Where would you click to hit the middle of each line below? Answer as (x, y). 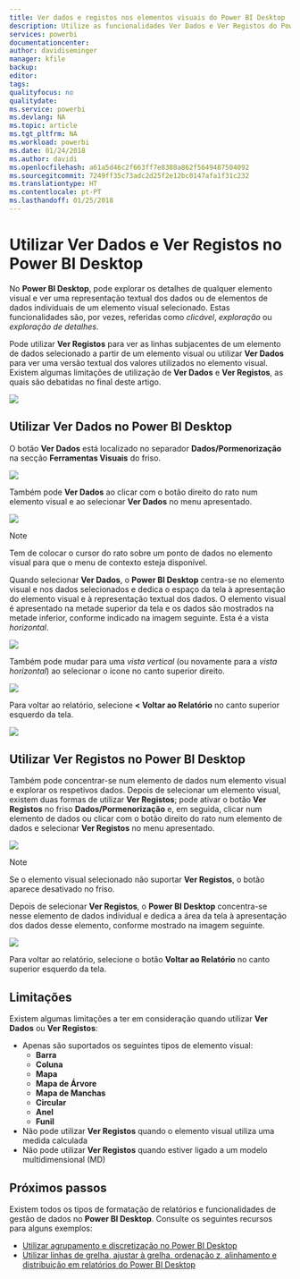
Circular (51, 1103)
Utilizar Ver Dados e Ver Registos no (146, 245)
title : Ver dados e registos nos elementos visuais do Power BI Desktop (147, 17)
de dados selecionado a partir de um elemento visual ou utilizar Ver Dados (146, 353)
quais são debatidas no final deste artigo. (85, 382)
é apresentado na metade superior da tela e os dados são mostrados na (142, 608)
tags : (19, 84)
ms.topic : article (43, 126)
